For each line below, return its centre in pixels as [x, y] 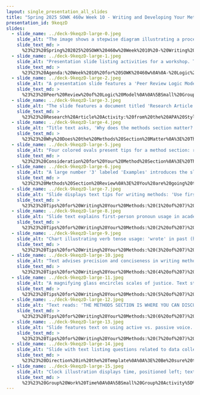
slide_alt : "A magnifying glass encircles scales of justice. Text [102, 283]
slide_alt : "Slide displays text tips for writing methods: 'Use [100, 194]
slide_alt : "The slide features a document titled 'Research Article [105, 106]
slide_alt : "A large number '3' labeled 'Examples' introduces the [102, 172]
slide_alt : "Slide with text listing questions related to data [98, 350]
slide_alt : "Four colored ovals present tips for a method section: [104, 150]
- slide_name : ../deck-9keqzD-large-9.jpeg [66, 233]
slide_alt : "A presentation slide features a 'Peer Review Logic [100, 84]
